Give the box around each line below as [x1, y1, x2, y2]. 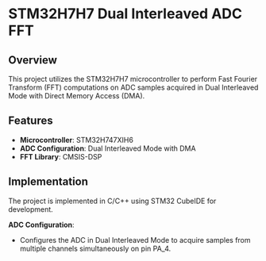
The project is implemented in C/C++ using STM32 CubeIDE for [8, 196, 217, 205]
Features [8, 114, 53, 128]
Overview [8, 53, 58, 67]
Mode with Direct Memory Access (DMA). [8, 91, 145, 100]
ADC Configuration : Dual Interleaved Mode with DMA [19, 144, 196, 153]
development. [8, 204, 53, 214]
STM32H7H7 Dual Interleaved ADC [8, 5, 242, 23]
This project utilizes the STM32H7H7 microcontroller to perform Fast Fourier [8, 75, 258, 83]
